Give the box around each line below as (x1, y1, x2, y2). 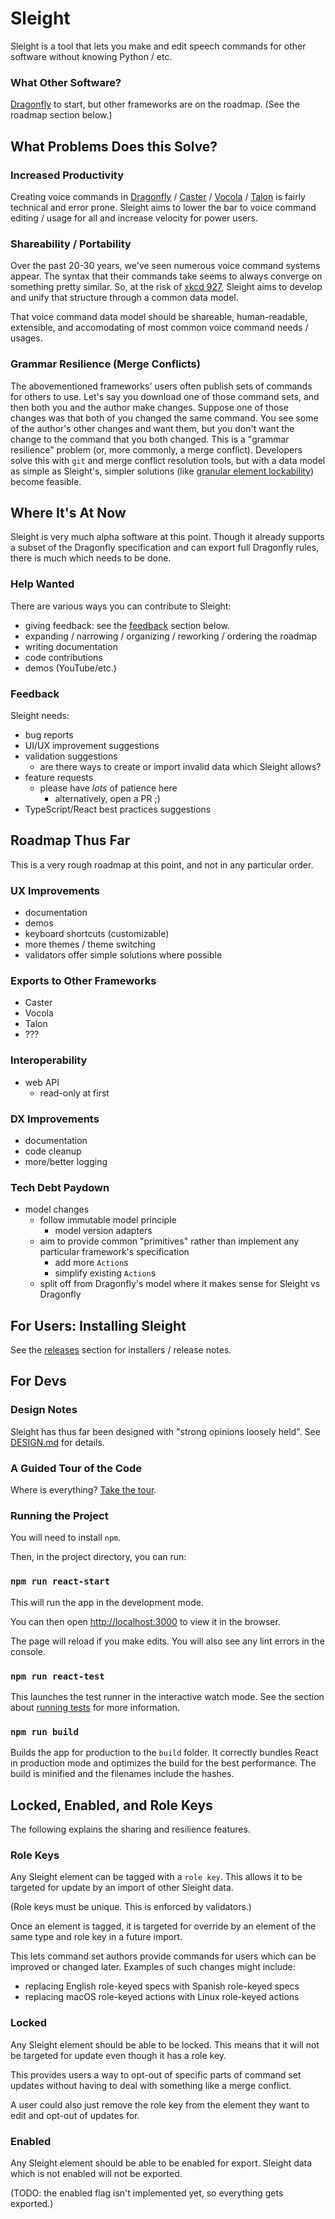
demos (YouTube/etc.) (24, 662, 117, 674)
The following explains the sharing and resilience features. (10, 1823, 251, 1836)
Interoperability (10, 1053, 88, 1067)
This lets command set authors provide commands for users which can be (10, 1950, 317, 1962)
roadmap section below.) (10, 109, 113, 121)
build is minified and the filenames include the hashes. (10, 1768, 235, 1780)
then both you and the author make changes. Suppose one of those (10, 401, 289, 413)
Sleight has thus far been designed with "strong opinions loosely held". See (10, 1425, 321, 1437)
